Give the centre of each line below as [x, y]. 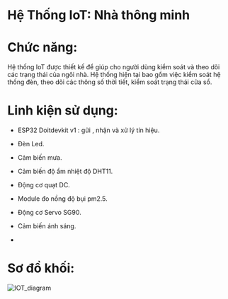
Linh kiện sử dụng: [63, 111]
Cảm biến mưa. [40, 158]
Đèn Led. [31, 144]
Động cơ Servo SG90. [49, 213]
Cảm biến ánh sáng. [47, 226]
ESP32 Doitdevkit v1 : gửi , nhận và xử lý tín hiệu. [89, 130]
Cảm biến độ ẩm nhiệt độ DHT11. [65, 171]
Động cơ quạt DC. [44, 185]
